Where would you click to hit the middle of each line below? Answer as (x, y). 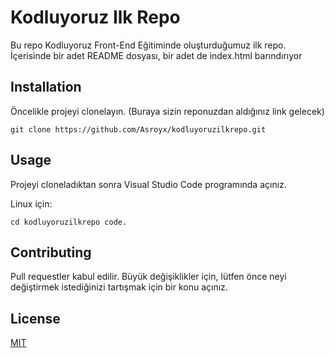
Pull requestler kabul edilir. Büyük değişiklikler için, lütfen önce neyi (148, 277)
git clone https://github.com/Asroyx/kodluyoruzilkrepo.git (138, 129)
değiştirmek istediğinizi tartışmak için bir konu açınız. (119, 287)
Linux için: (31, 203)
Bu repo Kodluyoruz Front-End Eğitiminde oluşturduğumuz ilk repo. (148, 45)
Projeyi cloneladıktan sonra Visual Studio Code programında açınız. (148, 184)
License (35, 318)
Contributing (51, 252)
